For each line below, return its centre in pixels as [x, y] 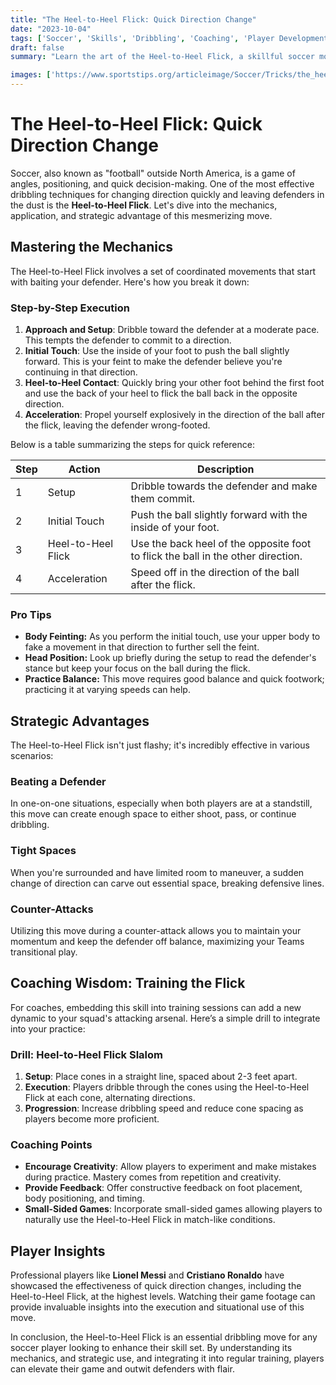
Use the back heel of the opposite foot [221, 544]
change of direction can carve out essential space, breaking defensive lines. [167, 883]
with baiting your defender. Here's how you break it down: [130, 282]
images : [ [31, 75]
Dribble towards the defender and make [224, 486]
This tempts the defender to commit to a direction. [128, 340]
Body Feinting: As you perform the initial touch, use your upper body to [172, 637]
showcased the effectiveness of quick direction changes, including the [156, 1286]
